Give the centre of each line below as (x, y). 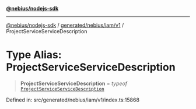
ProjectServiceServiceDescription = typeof (73, 83)
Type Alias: (34, 55)
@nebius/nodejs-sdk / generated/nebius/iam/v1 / (65, 25)
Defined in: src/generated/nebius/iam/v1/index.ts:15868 (73, 100)
